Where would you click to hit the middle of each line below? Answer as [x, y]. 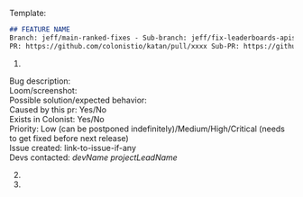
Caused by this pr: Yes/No [58, 109]
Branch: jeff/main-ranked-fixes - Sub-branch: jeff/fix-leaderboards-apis [153, 38]
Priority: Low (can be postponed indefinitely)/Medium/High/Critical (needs [147, 129]
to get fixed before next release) [69, 138]
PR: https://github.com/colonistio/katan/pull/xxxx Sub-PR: [125, 46]
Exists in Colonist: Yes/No [57, 119]
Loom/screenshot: [43, 90]
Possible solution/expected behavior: [78, 100]
